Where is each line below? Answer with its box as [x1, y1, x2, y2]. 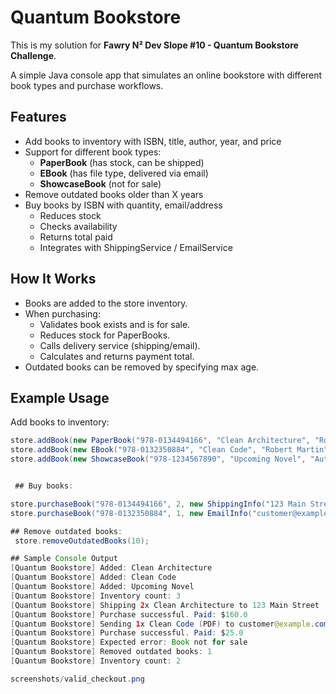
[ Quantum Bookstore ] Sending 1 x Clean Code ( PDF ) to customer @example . [10, 619, 315, 629]
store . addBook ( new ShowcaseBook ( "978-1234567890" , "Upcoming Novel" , [10, 454, 307, 465]
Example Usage [10, 389, 110, 406]
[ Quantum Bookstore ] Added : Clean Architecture [10, 563, 213, 573]
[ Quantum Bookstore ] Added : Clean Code [10, 572, 177, 583]
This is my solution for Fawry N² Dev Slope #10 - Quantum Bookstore [10, 39, 299, 51]
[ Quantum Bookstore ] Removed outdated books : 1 [10, 647, 213, 657]
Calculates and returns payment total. [39, 350, 195, 362]
